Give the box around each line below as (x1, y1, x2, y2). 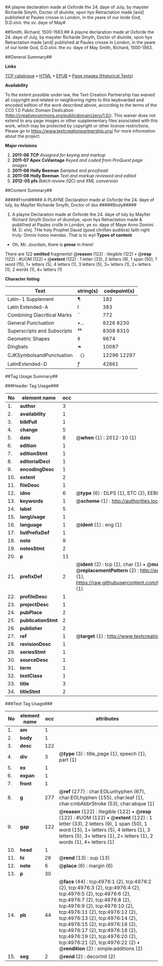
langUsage (20, 513, 46, 520)
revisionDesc (20, 641, 51, 647)
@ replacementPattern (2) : (76, 567, 139, 574)
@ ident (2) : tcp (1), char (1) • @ (76, 561, 152, 568)
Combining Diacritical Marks (7, 312, 72, 318)
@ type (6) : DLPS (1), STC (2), (76, 490, 147, 496)
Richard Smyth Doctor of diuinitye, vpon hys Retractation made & (12, 217, 142, 222)
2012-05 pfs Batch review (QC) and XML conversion (12, 178, 118, 184)
